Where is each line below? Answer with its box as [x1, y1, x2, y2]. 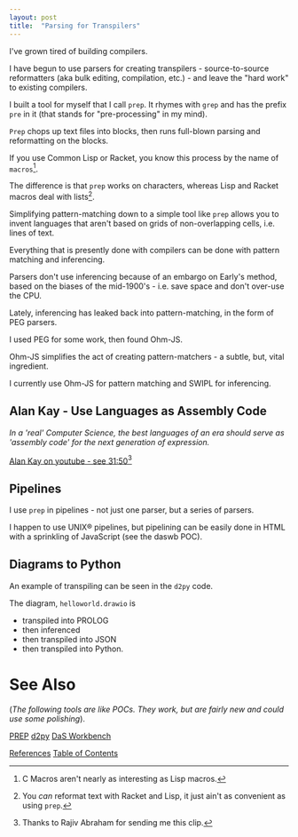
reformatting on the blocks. [9, 135, 109, 146]
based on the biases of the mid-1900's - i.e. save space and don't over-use [9, 281, 285, 291]
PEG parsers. [9, 316, 58, 327]
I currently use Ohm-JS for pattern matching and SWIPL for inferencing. [9, 378, 272, 388]
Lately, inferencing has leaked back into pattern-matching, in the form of [9, 307, 275, 318]
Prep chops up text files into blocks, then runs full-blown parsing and [9, 125, 261, 136]
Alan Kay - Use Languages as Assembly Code [9, 403, 268, 418]
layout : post [9, 12, 58, 22]
